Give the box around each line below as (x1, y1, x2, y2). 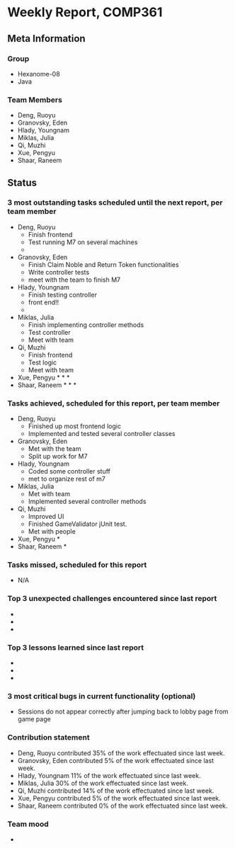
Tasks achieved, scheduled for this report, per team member (7, 398, 220, 408)
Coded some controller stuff (28, 467, 111, 476)
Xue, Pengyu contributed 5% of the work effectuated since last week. (17, 793, 222, 802)
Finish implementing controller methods (28, 320, 144, 329)
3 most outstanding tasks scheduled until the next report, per (7, 197, 223, 207)
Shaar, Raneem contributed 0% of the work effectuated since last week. (17, 801, 228, 810)
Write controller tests (28, 268, 90, 276)
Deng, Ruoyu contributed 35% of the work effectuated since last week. (17, 748, 225, 757)
